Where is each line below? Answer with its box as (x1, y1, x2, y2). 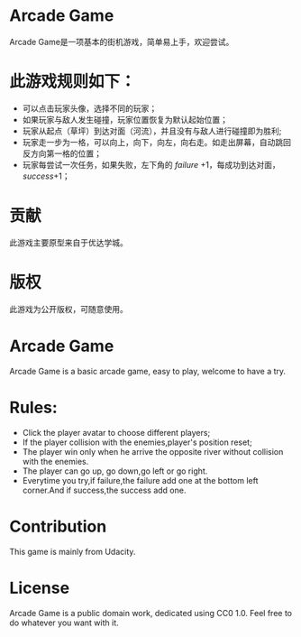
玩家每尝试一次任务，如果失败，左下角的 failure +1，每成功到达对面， (22, 159, 281, 170)
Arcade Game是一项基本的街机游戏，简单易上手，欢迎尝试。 (9, 36, 234, 47)
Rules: (9, 397, 59, 418)
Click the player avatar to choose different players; (22, 427, 211, 438)
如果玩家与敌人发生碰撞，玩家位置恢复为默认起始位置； (22, 114, 228, 125)
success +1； (22, 171, 70, 181)
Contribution (9, 516, 107, 537)
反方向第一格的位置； (22, 148, 102, 159)
